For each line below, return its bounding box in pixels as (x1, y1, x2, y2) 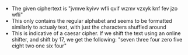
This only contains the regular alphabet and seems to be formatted (11, 18, 172, 24)
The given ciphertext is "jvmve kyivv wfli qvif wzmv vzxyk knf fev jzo (11, 5, 178, 12)
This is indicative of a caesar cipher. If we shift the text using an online (11, 30, 181, 37)
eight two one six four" (11, 42, 67, 49)
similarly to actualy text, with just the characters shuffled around (11, 23, 166, 30)
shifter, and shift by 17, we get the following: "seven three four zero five (11, 36, 183, 43)
